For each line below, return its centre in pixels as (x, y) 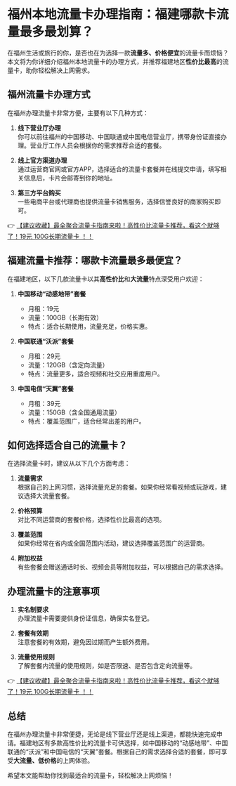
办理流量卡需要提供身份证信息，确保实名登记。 (85, 618)
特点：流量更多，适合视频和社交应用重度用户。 (96, 374)
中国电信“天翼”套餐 (45, 388)
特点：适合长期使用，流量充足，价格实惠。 (90, 326)
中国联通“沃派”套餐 (45, 341)
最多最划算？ (57, 32)
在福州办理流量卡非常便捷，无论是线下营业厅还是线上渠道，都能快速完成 (112, 734)
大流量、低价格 (35, 760)
